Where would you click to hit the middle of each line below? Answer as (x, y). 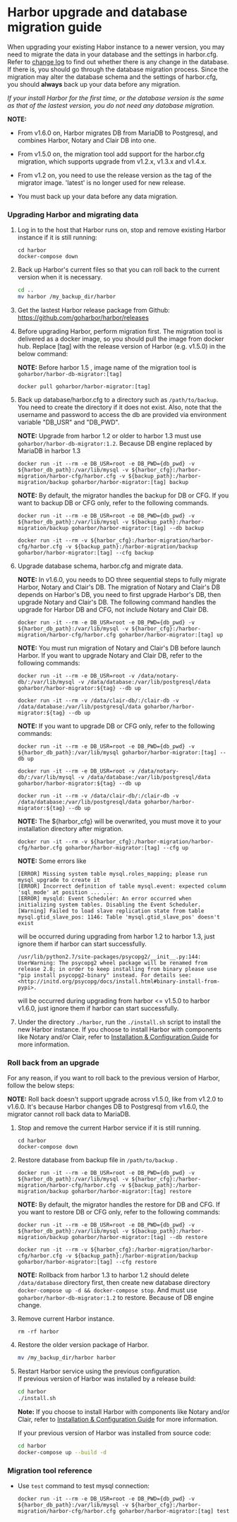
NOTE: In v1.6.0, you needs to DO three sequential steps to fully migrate (122, 579)
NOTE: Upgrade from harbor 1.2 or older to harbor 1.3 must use (109, 435)
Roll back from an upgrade (54, 1063)
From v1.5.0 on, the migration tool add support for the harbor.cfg (111, 154)
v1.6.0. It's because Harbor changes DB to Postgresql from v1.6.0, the (108, 1107)
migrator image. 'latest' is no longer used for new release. (101, 182)
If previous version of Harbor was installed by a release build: (107, 1379)
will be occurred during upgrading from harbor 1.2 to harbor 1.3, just (116, 936)
